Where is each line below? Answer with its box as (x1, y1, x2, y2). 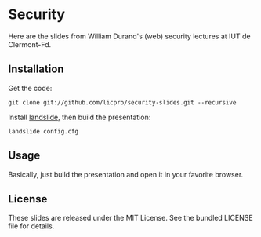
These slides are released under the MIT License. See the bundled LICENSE (8, 213, 253, 223)
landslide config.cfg (8, 127, 79, 135)
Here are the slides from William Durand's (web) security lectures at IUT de (8, 31, 251, 41)
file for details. (8, 221, 55, 231)
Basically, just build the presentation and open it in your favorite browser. (8, 170, 244, 179)
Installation (8, 63, 64, 76)
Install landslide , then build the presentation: (8, 112, 151, 122)
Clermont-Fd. (8, 39, 52, 49)
